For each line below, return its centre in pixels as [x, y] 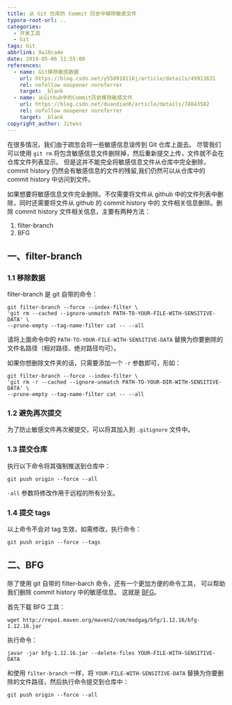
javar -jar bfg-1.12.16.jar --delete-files [71, 653]
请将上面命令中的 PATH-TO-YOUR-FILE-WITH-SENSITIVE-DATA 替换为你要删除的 [115, 340]
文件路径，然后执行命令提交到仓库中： [74, 681]
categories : [24, 26]
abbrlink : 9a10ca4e [35, 53]
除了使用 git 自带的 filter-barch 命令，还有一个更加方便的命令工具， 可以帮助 [116, 583]
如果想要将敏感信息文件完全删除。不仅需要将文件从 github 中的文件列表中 [112, 194]
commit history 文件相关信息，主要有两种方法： [83, 211]
